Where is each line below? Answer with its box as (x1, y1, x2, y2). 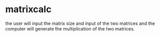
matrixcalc (5, 4, 52, 15)
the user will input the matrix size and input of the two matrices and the (5, 20, 155, 26)
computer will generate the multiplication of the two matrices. (5, 25, 135, 31)
